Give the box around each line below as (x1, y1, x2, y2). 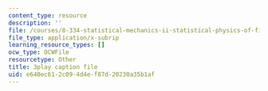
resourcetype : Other (8, 56, 77, 64)
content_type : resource (8, 11, 88, 20)
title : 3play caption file (8, 63, 98, 71)
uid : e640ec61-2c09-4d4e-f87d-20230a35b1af (8, 70, 156, 78)
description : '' (8, 19, 62, 27)
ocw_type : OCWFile (8, 48, 69, 56)
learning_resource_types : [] (8, 41, 105, 49)
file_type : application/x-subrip (8, 33, 120, 42)
